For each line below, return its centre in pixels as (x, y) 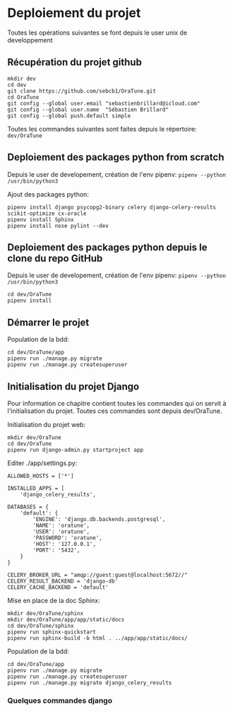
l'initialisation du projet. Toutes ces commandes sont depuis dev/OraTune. (115, 411)
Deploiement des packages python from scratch (116, 157)
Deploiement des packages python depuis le (107, 247)
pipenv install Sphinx (41, 220)
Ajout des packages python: (48, 194)
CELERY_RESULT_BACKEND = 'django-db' (63, 581)
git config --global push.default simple (69, 116)
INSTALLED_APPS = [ (36, 489)
